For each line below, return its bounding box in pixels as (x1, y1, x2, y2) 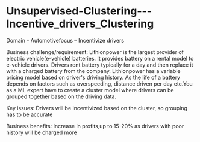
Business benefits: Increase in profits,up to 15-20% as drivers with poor (6, 122, 184, 129)
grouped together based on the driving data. (6, 93, 116, 100)
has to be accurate (6, 111, 53, 118)
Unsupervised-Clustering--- (6, 4, 152, 18)
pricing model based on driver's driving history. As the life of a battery (6, 74, 181, 81)
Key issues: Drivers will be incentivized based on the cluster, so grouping (6, 104, 188, 111)
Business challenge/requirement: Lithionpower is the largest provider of (6, 48, 184, 55)
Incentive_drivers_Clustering (6, 17, 154, 31)
